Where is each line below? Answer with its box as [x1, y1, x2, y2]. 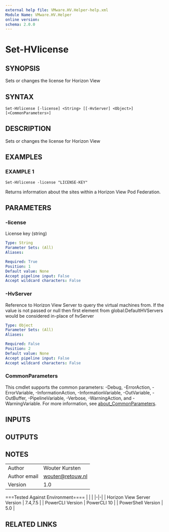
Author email [8, 473, 39, 480]
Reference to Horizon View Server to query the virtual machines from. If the [5, 302, 164, 308]
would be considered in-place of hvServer [5, 313, 94, 319]
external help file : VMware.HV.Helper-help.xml [5, 7, 109, 13]
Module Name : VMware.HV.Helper [5, 12, 72, 17]
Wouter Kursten [43, 464, 81, 472]
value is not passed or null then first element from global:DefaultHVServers [5, 307, 163, 314]
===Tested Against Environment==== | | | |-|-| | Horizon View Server [5, 494, 151, 500]
